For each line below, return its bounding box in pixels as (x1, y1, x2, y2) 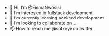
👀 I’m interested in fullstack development (9, 10, 93, 16)
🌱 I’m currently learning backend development (9, 15, 104, 20)
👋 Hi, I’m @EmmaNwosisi (9, 5, 61, 10)
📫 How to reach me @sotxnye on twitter (9, 26, 93, 31)
